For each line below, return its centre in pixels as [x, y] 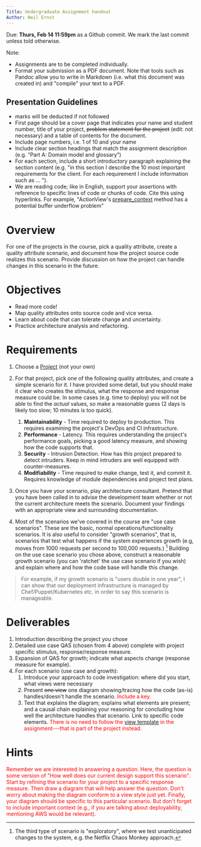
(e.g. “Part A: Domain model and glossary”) [68, 155]
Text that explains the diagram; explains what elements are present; [107, 702]
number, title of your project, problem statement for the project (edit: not [104, 129]
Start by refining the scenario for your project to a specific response [90, 782]
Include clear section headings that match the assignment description [101, 148]
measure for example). [43, 665]
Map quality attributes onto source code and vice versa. [84, 313]
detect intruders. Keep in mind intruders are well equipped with [101, 460]
